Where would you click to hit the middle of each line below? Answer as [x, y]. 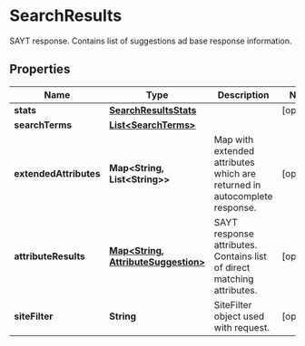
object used [239, 316]
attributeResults [50, 256]
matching [234, 279]
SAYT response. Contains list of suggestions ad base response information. [151, 41]
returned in [237, 185]
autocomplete [243, 196]
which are [235, 173]
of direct [232, 267]
